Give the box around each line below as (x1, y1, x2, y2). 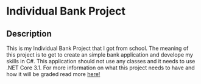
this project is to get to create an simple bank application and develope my (6, 51, 194, 58)
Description (6, 29, 52, 39)
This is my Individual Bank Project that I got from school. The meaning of (6, 44, 189, 52)
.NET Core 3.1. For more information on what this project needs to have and (6, 64, 195, 71)
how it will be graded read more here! (6, 71, 100, 77)
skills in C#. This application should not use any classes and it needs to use (6, 58, 196, 65)
